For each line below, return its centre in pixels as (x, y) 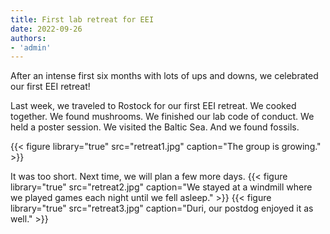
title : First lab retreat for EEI (82, 19)
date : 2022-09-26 (46, 29)
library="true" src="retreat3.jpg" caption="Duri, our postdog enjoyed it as (162, 208)
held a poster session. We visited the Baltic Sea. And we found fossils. (155, 127)
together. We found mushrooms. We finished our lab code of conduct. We (162, 117)
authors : (28, 38)
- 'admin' (31, 47)
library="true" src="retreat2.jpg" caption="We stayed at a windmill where (161, 187)
